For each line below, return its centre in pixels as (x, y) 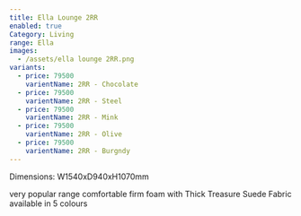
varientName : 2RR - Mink (72, 117)
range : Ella (31, 43)
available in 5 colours (49, 203)
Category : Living (42, 34)
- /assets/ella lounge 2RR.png (76, 59)
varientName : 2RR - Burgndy (78, 151)
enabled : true (36, 26)
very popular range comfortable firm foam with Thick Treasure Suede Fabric (150, 194)
